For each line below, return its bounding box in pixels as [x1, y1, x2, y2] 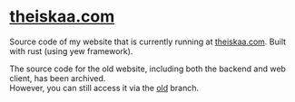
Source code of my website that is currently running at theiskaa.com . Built [9, 36, 287, 47]
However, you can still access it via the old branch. [9, 82, 200, 93]
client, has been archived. [9, 72, 106, 83]
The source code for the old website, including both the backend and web [9, 63, 286, 74]
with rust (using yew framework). [9, 45, 133, 56]
